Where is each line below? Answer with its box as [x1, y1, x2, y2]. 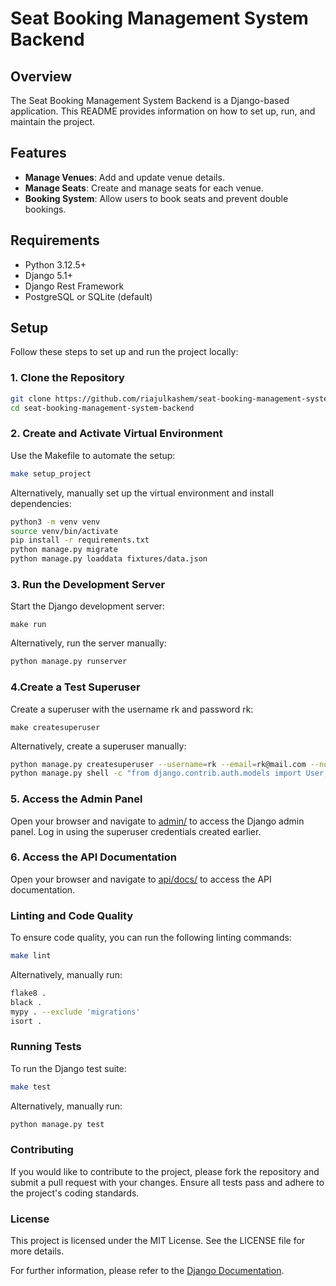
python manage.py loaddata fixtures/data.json [10, 554, 208, 564]
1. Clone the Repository [10, 371, 125, 385]
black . [10, 997, 43, 1007]
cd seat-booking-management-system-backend [10, 403, 195, 413]
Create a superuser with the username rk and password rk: [10, 703, 254, 715]
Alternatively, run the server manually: [10, 637, 167, 649]
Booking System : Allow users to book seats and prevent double [24, 192, 289, 204]
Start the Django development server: [10, 600, 165, 612]
